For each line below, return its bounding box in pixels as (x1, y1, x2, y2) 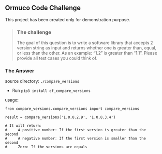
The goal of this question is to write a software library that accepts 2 (16, 40, 153, 46)
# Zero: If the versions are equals (5, 145, 88, 150)
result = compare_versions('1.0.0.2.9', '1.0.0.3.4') (5, 115, 116, 120)
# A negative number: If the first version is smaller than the (5, 136, 146, 141)
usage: (5, 97, 19, 103)
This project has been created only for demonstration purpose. (5, 16, 131, 22)
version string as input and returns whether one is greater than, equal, (16, 45, 157, 51)
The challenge (16, 29, 52, 35)
